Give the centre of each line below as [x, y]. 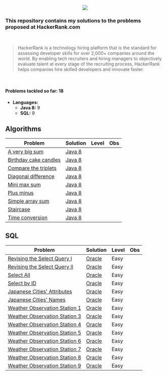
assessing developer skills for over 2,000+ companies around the [86, 53]
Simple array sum [29, 201]
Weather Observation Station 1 [45, 308]
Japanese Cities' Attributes [40, 292]
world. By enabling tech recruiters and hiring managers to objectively [90, 59]
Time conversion [28, 218]
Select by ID [22, 283]
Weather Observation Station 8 [45, 358]
